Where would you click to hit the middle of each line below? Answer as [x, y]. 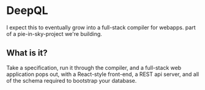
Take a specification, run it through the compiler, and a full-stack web [94, 67]
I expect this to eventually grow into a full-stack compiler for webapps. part [101, 27]
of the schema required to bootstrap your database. [72, 80]
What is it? [27, 53]
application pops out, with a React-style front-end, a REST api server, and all [103, 74]
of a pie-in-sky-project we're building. [54, 33]
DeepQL [27, 11]
